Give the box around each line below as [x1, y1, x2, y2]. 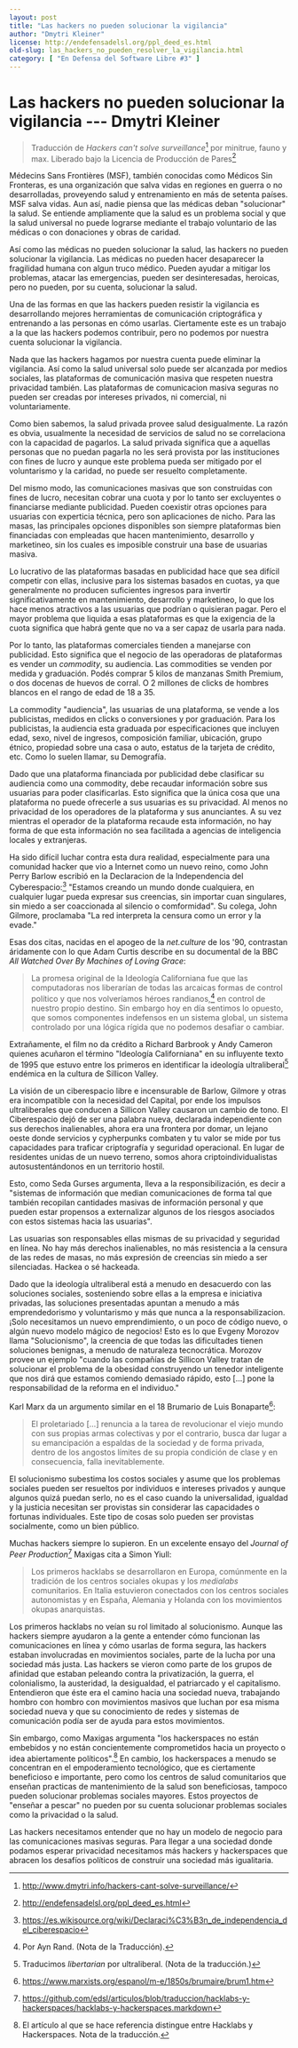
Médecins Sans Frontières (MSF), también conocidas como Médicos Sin [9, 171, 273, 181]
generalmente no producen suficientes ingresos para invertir [9, 585, 231, 596]
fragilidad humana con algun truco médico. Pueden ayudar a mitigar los [9, 263, 271, 274]
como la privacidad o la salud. [9, 1809, 119, 1821]
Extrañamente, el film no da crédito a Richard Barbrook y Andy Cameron [9, 1038, 273, 1049]
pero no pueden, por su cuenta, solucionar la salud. [9, 282, 198, 293]
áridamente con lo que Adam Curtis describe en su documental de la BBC [9, 946, 278, 957]
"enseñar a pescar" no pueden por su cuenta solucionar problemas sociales [9, 1800, 287, 1811]
